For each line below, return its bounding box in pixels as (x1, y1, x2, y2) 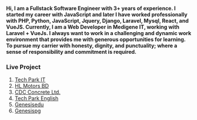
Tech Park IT (14, 76, 46, 83)
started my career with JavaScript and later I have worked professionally (6, 11, 188, 18)
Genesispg (14, 107, 41, 114)
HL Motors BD (14, 82, 49, 89)
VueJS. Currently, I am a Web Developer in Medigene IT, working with (6, 23, 180, 30)
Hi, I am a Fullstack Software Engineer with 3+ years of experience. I (6, 5, 176, 12)
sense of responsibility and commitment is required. (6, 48, 137, 55)
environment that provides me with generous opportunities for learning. (6, 36, 186, 43)
